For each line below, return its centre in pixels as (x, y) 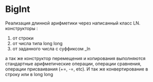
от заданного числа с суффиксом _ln (51, 48)
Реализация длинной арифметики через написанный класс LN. (73, 23)
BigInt (18, 9)
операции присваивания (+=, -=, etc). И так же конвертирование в (77, 69)
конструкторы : (21, 28)
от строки (23, 38)
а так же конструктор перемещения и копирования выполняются (75, 58)
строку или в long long (29, 74)
